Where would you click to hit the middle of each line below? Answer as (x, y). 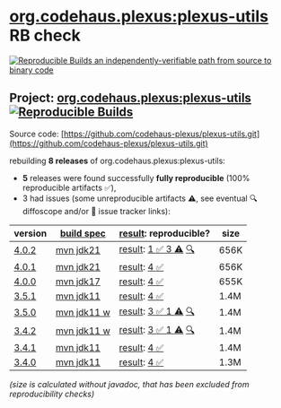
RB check (45, 35)
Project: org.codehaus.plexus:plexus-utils (130, 98)
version (31, 233)
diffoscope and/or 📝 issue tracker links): (96, 211)
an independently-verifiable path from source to (183, 60)
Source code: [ (37, 134)
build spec (83, 233)
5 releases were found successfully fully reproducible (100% (136, 178)
